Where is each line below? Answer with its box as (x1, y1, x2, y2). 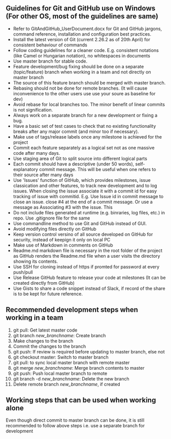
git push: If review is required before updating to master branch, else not (13, 348, 165, 354)
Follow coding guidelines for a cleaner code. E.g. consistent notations (13, 47, 159, 53)
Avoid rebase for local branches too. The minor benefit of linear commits (13, 101, 165, 107)
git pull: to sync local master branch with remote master (13, 359, 130, 366)
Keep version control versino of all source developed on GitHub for (13, 231, 153, 237)
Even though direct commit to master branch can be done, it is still (6, 417, 145, 423)
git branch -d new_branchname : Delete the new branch (13, 375, 129, 381)
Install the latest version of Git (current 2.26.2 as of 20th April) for (13, 36, 150, 42)
